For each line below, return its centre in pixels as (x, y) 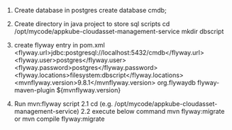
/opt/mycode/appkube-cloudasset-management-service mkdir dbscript (119, 31)
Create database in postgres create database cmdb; (90, 10)
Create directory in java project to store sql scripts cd (92, 24)
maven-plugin (34, 90)
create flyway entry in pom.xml (59, 45)
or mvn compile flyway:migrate (59, 119)
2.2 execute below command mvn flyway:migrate (153, 111)
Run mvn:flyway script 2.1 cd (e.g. (63, 104)
